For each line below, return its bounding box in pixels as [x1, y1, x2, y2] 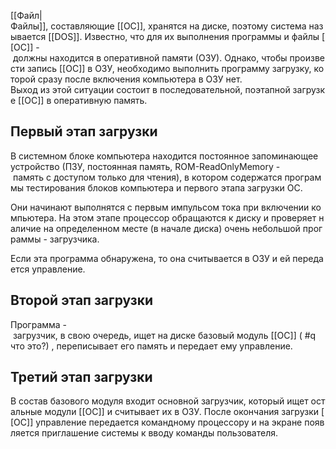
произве [289, 52, 325, 64]
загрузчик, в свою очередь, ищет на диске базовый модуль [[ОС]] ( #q [12, 329, 317, 341]
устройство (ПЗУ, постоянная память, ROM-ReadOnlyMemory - [10, 160, 281, 172]
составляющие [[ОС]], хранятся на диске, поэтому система [50, 20, 307, 32]
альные [10, 406, 43, 418]
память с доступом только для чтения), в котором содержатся [12, 171, 283, 183]
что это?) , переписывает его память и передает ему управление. [10, 340, 293, 352]
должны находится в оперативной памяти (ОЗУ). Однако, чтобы [12, 52, 288, 64]
